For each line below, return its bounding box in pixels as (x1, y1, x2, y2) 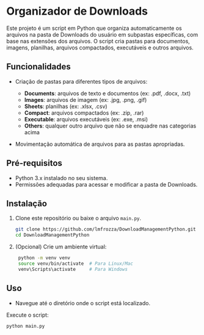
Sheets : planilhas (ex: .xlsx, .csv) (24, 103, 108, 110)
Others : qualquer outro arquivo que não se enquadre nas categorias (24, 122, 197, 129)
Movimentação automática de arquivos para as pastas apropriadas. (15, 140, 185, 148)
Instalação (6, 198, 48, 209)
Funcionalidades (6, 62, 71, 72)
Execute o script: (6, 311, 49, 319)
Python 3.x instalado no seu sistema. (15, 174, 108, 181)
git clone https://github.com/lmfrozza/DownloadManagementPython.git (15, 226, 197, 232)
